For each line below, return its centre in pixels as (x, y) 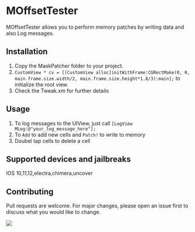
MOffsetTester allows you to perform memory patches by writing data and (95, 27)
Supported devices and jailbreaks (69, 159)
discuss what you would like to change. (53, 212)
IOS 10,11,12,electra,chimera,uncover (50, 173)
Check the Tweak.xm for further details (62, 91)
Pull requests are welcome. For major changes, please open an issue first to (97, 206)
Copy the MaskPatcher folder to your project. (69, 66)
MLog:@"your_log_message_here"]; (55, 129)
